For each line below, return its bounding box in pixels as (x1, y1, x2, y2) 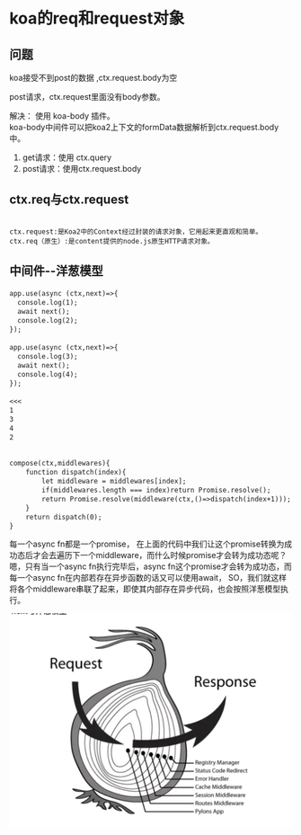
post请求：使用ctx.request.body (22, 164, 142, 173)
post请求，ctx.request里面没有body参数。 (9, 92, 165, 102)
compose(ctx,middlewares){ (9, 458, 111, 467)
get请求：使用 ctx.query (22, 152, 112, 163)
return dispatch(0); (25, 512, 102, 521)
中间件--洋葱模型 (9, 263, 103, 279)
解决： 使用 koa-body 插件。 (9, 111, 115, 121)
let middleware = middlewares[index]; (41, 476, 187, 485)
